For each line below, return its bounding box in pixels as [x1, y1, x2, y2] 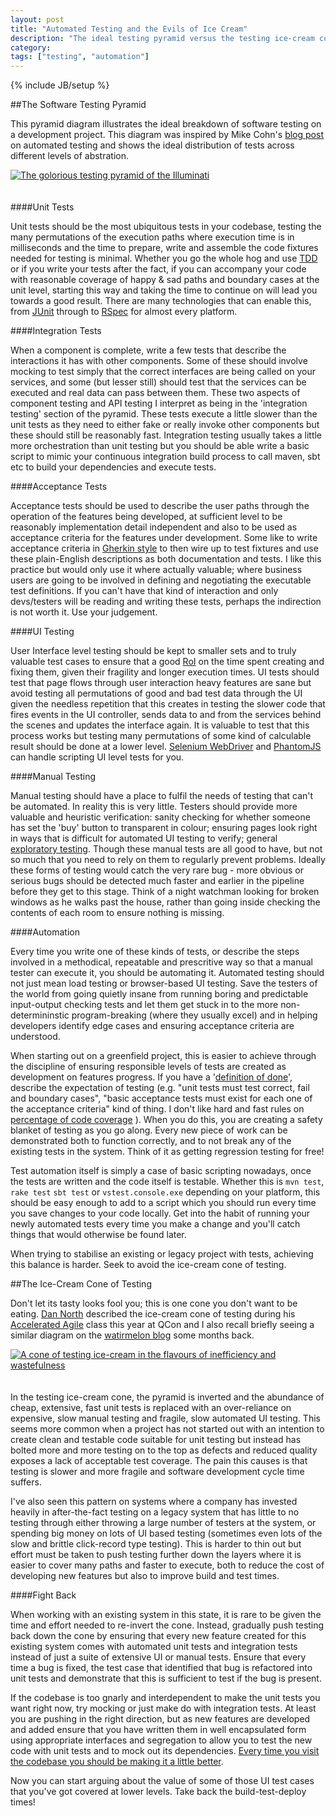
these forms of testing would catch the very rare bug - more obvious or [10, 864, 304, 876]
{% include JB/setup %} [10, 79, 110, 91]
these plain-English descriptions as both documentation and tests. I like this [10, 553, 322, 565]
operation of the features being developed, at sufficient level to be [10, 511, 283, 523]
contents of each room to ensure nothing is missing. [10, 907, 225, 919]
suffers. [10, 1476, 42, 1488]
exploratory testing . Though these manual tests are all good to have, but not [10, 843, 323, 855]
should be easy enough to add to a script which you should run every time [10, 1197, 317, 1209]
